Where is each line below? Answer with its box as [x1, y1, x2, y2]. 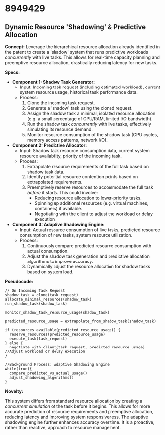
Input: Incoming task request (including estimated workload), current [19, 84, 160, 90]
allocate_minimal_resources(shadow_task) [5, 297, 92, 302]
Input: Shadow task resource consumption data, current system [19, 148, 150, 153]
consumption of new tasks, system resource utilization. [19, 232, 133, 238]
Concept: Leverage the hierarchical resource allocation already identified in [5, 44, 160, 50]
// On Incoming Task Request [5, 288, 65, 293]
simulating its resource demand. [27, 126, 93, 132]
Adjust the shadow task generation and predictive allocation [27, 253, 150, 259]
